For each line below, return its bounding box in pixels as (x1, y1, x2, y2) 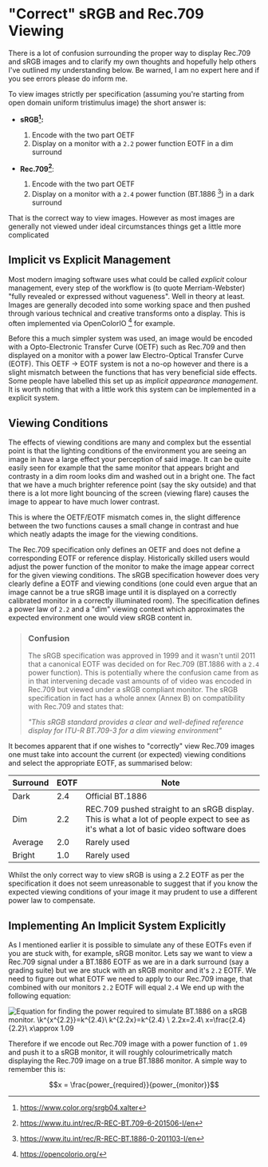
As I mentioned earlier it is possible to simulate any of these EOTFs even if (8, 940, 252, 950)
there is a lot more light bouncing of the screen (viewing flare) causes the (8, 488, 250, 498)
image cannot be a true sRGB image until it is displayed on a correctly (8, 587, 237, 597)
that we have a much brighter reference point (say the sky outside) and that (8, 480, 257, 490)
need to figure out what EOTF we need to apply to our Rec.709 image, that (8, 974, 253, 984)
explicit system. (8, 393, 60, 403)
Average (12, 837, 44, 848)
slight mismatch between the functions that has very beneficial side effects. (8, 368, 258, 377)
